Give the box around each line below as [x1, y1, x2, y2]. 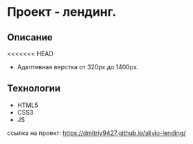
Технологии [7, 83, 60, 95]
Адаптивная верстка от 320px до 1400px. [16, 63, 139, 71]
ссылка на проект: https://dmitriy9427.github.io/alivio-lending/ [7, 128, 186, 137]
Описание [7, 32, 53, 43]
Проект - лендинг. [7, 4, 117, 20]
